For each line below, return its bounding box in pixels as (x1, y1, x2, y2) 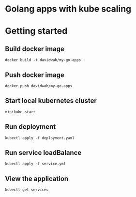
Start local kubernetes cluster (5, 97, 97, 105)
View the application (5, 174, 69, 182)
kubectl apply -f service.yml (5, 161, 66, 167)
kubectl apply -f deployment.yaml (5, 136, 75, 140)
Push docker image (5, 71, 64, 79)
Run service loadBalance (5, 149, 82, 157)
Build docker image (5, 45, 64, 53)
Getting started (5, 26, 68, 37)
